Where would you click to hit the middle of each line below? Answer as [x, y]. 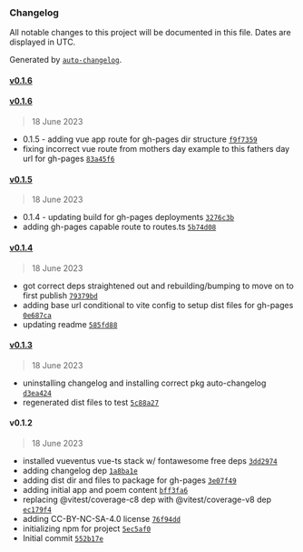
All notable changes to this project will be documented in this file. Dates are [151, 33]
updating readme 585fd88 [70, 324]
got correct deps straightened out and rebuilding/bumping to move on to [158, 286]
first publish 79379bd [60, 295]
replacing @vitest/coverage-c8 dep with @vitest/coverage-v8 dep [147, 499]
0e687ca [37, 316]
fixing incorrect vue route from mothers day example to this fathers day [156, 149]
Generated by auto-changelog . [66, 60]
